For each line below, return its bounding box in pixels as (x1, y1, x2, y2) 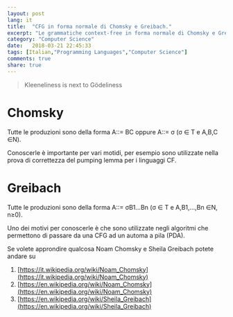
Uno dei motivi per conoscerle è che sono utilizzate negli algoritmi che (7, 224, 209, 232)
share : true (7, 62, 42, 69)
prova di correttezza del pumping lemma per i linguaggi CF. (7, 156, 177, 164)
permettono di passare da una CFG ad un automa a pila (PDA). (7, 231, 185, 239)
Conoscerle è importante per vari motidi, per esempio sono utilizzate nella (7, 148, 218, 156)
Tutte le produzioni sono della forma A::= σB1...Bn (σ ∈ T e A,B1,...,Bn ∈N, (7, 203, 218, 211)
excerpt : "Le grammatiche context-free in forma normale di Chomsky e (7, 29, 216, 37)
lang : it (7, 17, 33, 24)
